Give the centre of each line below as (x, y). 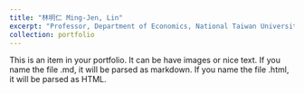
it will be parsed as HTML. (58, 79)
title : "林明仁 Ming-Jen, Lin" (66, 18)
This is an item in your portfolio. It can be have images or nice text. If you (145, 60)
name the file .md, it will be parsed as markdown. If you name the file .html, (149, 70)
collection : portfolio (52, 34)
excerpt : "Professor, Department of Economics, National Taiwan (133, 26)
